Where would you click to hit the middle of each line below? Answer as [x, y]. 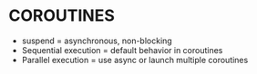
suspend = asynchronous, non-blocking [97, 41]
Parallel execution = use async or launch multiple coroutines [135, 60]
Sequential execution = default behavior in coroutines [122, 50]
